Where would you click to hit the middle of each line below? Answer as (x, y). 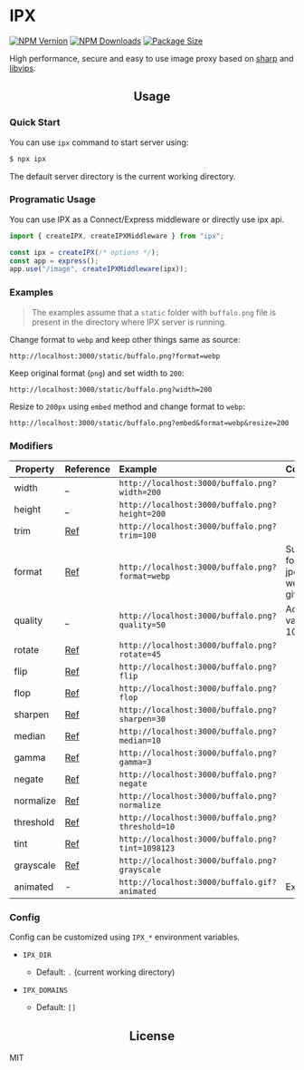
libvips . (23, 68)
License (152, 1036)
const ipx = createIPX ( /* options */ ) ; (85, 252)
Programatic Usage (53, 199)
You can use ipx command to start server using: (99, 142)
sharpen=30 (142, 719)
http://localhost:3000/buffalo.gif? (198, 882)
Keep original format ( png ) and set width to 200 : (97, 373)
